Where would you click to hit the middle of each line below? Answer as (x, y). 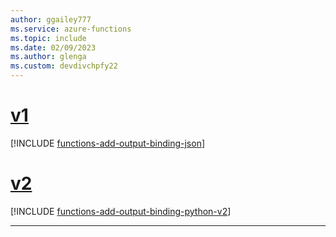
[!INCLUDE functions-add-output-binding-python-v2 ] (121, 211)
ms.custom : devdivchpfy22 (64, 66)
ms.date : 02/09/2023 (53, 47)
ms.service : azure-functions (71, 29)
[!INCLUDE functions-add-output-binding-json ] (108, 143)
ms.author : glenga (48, 57)
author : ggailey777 (51, 19)
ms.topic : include (48, 38)
